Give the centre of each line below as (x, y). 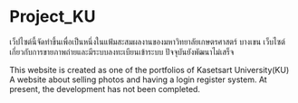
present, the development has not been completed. (105, 89)
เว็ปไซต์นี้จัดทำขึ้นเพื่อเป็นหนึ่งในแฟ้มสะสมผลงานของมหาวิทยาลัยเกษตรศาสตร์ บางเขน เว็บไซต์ (147, 42)
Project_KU (53, 17)
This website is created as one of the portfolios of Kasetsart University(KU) (149, 70)
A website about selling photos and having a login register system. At (138, 80)
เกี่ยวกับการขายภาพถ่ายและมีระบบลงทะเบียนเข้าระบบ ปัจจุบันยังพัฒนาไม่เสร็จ (122, 51)
